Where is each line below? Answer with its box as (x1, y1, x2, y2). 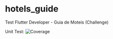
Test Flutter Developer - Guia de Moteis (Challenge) (5, 19, 109, 25)
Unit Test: (5, 28, 24, 34)
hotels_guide (5, 3, 58, 14)
